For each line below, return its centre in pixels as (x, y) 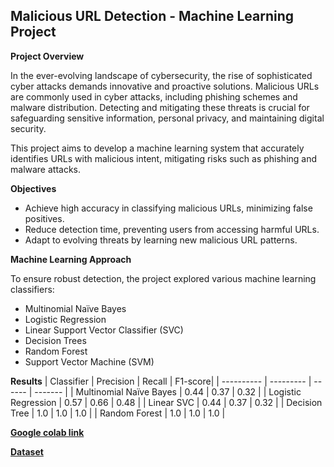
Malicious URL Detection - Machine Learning (152, 16)
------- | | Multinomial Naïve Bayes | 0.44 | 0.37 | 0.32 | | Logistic (168, 391)
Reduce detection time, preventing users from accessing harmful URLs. (172, 229)
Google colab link (47, 432)
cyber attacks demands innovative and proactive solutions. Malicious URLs (165, 86)
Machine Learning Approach (71, 259)
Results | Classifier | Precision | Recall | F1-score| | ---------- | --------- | (161, 381)
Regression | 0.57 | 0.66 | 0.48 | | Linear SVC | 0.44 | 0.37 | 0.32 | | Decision (166, 402)
